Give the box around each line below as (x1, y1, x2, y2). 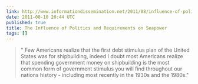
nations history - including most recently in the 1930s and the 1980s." (20, 72, 189, 79)
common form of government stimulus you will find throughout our (20, 65, 183, 72)
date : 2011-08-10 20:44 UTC (6, 14, 75, 20)
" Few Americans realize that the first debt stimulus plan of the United (20, 46, 190, 53)
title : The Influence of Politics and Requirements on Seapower (6, 25, 167, 31)
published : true (6, 19, 46, 25)
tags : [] (6, 31, 28, 36)
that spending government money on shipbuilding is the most (20, 59, 170, 66)
